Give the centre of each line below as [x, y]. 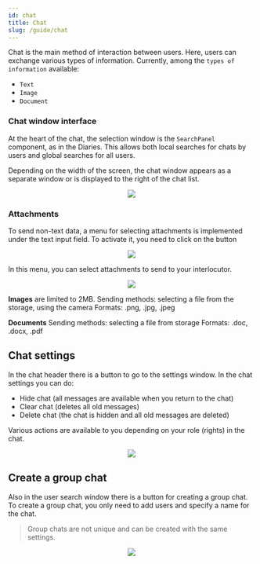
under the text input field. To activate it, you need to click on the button [123, 239]
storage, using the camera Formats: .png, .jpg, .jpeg [92, 307]
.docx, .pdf [25, 331]
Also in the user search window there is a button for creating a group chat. [128, 496]
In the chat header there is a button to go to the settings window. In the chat [130, 375]
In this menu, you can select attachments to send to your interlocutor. [120, 269]
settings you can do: [41, 383]
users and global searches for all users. [72, 155]
